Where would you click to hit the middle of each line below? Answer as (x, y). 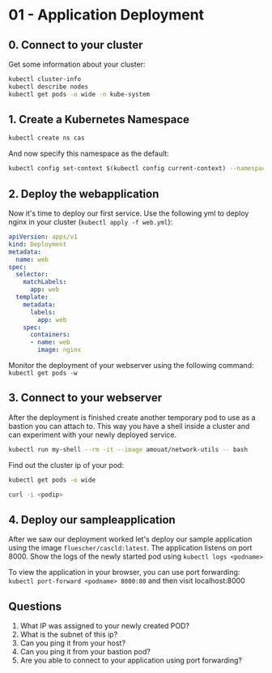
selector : (32, 274)
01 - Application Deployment (106, 15)
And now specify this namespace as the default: (89, 154)
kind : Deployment (38, 244)
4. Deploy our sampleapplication (92, 519)
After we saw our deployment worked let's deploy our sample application (130, 539)
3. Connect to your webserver (85, 398)
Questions (35, 606)
